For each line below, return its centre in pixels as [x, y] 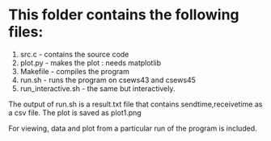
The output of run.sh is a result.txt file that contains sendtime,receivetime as [135, 104]
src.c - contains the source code [74, 54]
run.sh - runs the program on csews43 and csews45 [108, 80]
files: [26, 32]
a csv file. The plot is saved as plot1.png [75, 112]
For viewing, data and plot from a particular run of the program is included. [133, 128]
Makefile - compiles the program [74, 71]
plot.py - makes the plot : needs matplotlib [91, 63]
